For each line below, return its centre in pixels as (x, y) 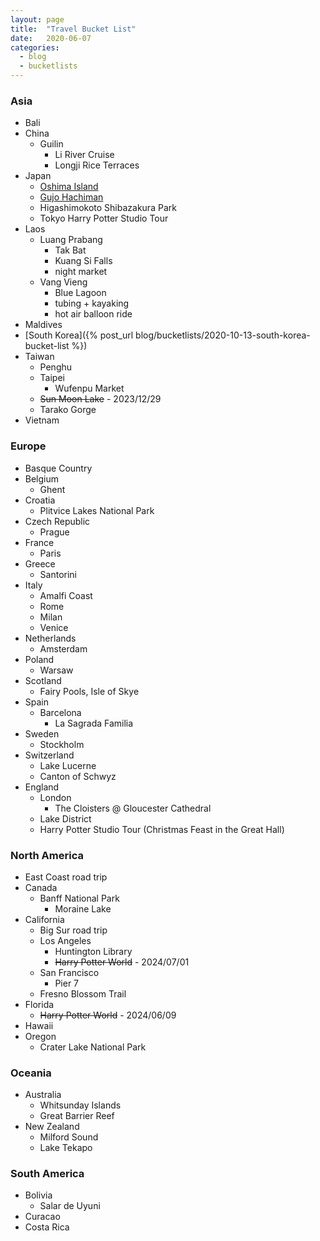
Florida (39, 1004)
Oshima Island (69, 187)
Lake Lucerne (68, 765)
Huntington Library (93, 951)
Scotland (43, 680)
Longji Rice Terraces (97, 165)
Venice (54, 627)
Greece (40, 563)
